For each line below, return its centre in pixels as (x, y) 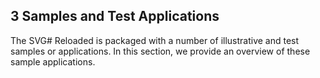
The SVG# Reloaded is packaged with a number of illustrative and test (155, 40)
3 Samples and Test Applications (115, 16)
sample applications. (53, 61)
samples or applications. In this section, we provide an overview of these (160, 51)
